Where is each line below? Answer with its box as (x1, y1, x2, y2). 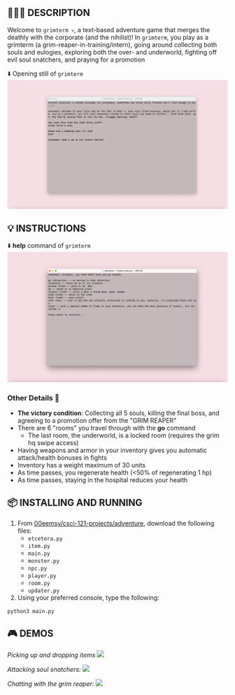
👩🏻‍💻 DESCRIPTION (7, 7, 90, 19)
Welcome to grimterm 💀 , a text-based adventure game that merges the (7, 25, 211, 34)
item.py (27, 542, 50, 549)
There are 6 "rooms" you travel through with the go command (17, 424, 196, 433)
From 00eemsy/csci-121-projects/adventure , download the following (17, 519, 215, 527)
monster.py (27, 557, 60, 564)
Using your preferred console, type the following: (17, 593, 159, 602)
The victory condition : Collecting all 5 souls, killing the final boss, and (17, 409, 220, 417)
